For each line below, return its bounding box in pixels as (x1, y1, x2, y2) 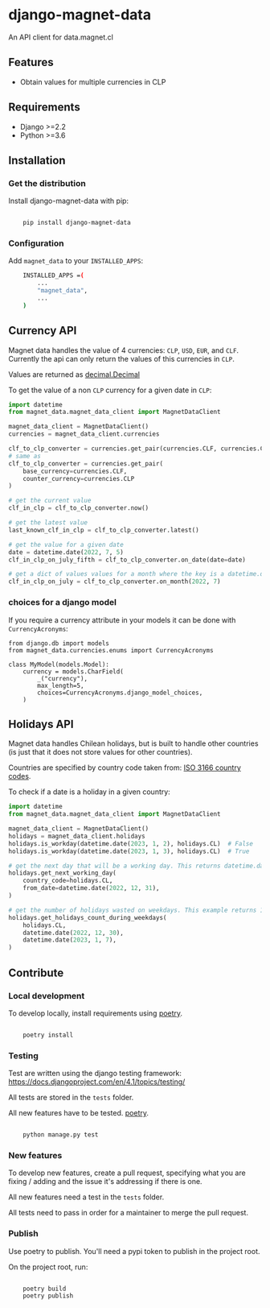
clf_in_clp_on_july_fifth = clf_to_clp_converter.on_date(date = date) (8, 556, 247, 564)
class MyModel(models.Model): (8, 660, 110, 668)
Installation (8, 153, 66, 167)
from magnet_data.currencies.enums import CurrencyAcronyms (8, 646, 215, 654)
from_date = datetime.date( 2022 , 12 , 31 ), (22, 884, 160, 892)
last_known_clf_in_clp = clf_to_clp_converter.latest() (8, 526, 199, 534)
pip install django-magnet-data (22, 219, 131, 227)
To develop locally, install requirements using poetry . (8, 1008, 183, 1018)
